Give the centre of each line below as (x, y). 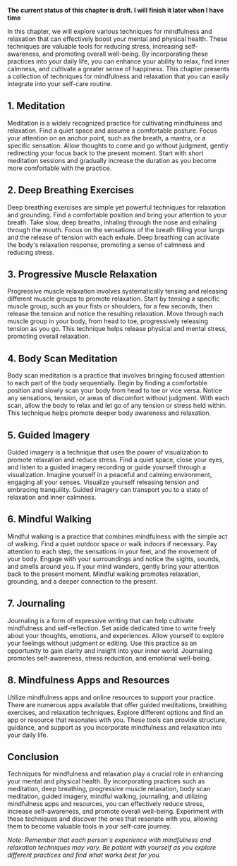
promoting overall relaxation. (49, 336)
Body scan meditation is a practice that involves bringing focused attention (116, 375)
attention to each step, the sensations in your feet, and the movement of (112, 551)
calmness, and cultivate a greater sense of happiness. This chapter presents (119, 69)
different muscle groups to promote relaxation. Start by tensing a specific (114, 299)
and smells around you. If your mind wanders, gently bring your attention (113, 566)
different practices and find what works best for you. (84, 855)
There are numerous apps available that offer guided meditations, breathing (117, 704)
